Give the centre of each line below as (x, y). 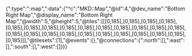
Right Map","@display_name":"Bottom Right (59, 15)
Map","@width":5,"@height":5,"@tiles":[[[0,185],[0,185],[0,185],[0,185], (92, 21)
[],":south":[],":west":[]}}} (36, 46)
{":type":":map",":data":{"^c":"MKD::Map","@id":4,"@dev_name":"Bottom (95, 9)
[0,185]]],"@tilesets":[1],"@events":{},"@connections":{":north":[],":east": (95, 40)
